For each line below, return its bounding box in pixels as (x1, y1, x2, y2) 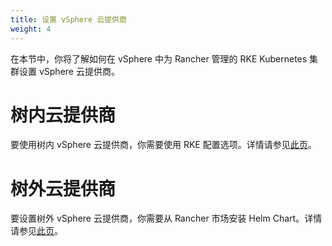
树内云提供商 (10, 104, 117, 126)
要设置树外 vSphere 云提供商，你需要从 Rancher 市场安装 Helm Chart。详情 (10, 212, 323, 225)
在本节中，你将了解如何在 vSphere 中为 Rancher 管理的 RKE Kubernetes (10, 52, 308, 65)
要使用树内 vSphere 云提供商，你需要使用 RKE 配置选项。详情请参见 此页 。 (10, 139, 317, 151)
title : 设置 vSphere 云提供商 (10, 14, 127, 25)
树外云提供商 (10, 177, 117, 200)
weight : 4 (10, 24, 52, 34)
